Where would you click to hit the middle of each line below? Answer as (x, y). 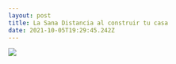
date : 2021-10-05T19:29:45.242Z (61, 30)
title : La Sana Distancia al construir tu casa (88, 23)
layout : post (30, 15)
